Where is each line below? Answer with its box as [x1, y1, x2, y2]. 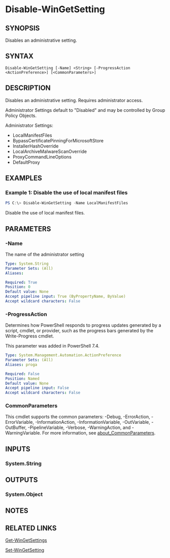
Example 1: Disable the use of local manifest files [5, 189, 128, 196]
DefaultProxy [12, 159, 40, 165]
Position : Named [5, 376, 40, 381]
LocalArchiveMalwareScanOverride [12, 148, 87, 154]
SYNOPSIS [5, 24, 40, 33]
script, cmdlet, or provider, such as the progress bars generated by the [5, 328, 154, 334]
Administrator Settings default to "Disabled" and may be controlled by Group [5, 107, 165, 113]
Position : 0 [5, 285, 30, 290]
